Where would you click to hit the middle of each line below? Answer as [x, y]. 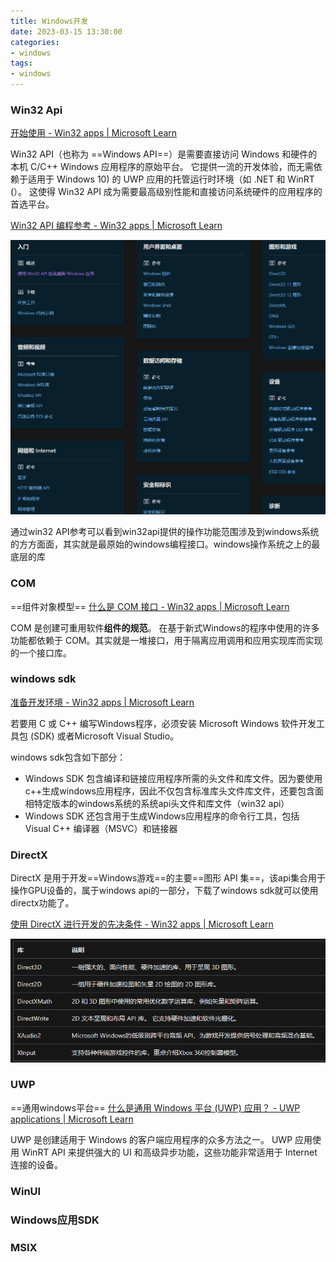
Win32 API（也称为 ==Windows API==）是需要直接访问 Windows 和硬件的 [164, 154]
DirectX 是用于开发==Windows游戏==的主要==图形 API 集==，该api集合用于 [168, 878]
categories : [35, 42]
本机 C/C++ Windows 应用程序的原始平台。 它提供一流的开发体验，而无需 [162, 167]
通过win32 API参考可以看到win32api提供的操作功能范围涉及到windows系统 [165, 532]
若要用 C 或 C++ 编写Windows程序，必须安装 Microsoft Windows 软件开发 [163, 723]
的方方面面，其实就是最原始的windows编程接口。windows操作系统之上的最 [165, 544]
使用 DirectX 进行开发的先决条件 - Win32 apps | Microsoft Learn [142, 924]
